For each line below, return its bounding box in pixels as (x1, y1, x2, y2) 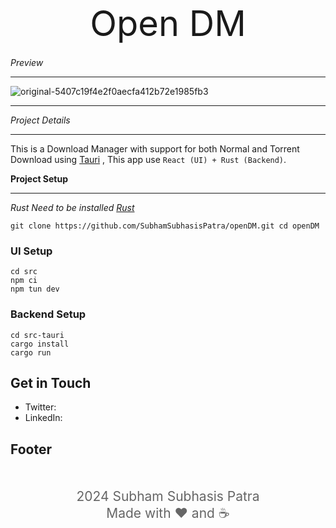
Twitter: (24, 401, 57, 413)
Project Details (10, 114, 71, 126)
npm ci (10, 276, 38, 286)
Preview (10, 57, 44, 68)
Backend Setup (10, 307, 87, 321)
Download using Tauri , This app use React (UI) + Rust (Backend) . (10, 154, 287, 165)
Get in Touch (10, 374, 92, 391)
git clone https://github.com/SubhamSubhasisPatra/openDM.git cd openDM (10, 221, 320, 231)
